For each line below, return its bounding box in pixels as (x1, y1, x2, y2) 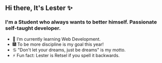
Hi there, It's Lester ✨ (5, 4, 73, 12)
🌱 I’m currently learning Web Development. (12, 36, 101, 42)
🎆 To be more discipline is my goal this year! (12, 41, 104, 47)
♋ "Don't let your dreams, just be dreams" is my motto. (12, 47, 126, 53)
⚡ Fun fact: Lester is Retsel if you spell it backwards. (12, 52, 120, 58)
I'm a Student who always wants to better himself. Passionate (5, 19, 157, 26)
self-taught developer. (5, 25, 61, 31)
